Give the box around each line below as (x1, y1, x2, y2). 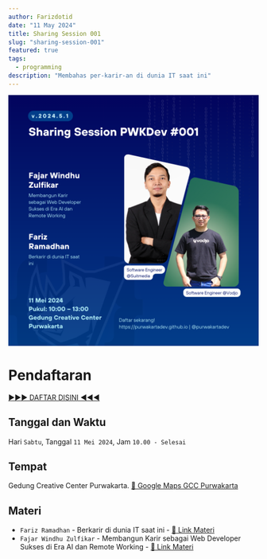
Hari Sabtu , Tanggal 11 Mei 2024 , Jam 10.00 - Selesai (8, 436, 187, 446)
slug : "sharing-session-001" (8, 38, 105, 46)
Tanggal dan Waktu (8, 416, 106, 429)
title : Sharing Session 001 (8, 29, 102, 37)
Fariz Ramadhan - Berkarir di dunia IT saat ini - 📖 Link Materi (19, 526, 215, 535)
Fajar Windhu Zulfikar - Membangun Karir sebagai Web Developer (19, 534, 241, 543)
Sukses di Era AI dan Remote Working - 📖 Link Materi (19, 542, 194, 552)
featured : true (8, 46, 59, 55)
